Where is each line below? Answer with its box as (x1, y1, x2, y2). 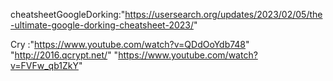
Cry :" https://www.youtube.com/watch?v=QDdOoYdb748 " (10, 39, 250, 50)
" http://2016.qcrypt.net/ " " (10, 49, 119, 61)
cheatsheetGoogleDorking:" (10, 9, 126, 20)
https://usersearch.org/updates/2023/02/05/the (124, 9, 323, 20)
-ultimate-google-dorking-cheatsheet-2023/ (10, 19, 194, 31)
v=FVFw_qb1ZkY (10, 60, 79, 71)
